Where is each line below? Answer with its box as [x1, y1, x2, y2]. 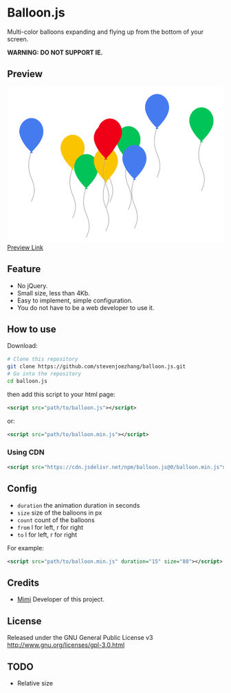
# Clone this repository [7, 356, 78, 363]
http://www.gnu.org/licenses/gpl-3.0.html [7, 641, 125, 649]
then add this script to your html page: [7, 390, 115, 398]
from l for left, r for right [16, 523, 84, 531]
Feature [7, 263, 41, 275]
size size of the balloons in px [16, 508, 102, 517]
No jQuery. [16, 281, 48, 290]
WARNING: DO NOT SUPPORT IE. [7, 48, 103, 56]
